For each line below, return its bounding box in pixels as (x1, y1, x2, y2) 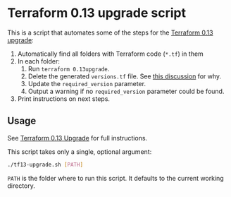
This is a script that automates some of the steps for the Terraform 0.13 (7, 28, 213, 37)
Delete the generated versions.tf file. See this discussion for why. (27, 72, 222, 80)
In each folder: (17, 56, 60, 65)
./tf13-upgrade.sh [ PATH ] (7, 161, 83, 168)
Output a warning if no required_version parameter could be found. (27, 87, 225, 95)
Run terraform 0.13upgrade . (27, 64, 110, 73)
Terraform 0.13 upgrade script (7, 5, 187, 21)
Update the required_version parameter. (27, 79, 146, 88)
